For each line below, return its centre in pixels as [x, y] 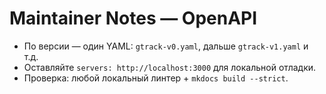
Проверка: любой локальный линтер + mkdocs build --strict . [156, 78]
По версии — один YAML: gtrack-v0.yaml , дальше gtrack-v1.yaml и [166, 46]
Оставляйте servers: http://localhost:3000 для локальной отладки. [170, 67]
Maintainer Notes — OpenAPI [133, 18]
